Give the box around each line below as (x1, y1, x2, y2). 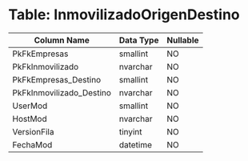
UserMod (12, 100, 48, 111)
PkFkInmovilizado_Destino (12, 87, 112, 98)
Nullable (166, 34, 199, 46)
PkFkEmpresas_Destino (12, 74, 102, 85)
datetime (118, 139, 153, 150)
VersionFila (12, 126, 54, 137)
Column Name (34, 34, 90, 46)
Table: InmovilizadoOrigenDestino (8, 6, 240, 24)
